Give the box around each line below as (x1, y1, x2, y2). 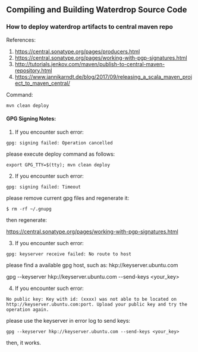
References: (6, 36, 36, 44)
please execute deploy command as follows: (6, 150, 115, 158)
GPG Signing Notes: (6, 115, 56, 122)
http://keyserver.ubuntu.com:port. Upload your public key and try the (6, 301, 187, 307)
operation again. (6, 307, 49, 313)
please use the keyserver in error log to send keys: (6, 317, 131, 324)
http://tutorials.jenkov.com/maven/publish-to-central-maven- (14, 60, 165, 67)
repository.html (14, 67, 52, 74)
